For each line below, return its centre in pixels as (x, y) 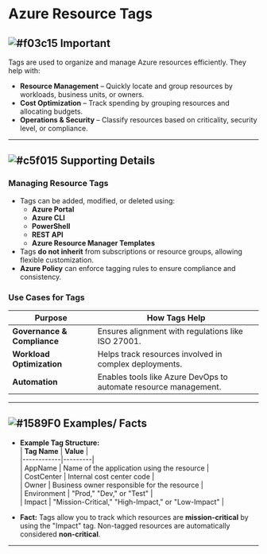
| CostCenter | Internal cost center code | (87, 476)
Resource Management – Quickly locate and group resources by (126, 86)
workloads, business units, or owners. (82, 95)
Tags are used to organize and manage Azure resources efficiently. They (127, 62)
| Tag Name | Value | (54, 451)
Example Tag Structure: (60, 443)
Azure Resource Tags (81, 14)
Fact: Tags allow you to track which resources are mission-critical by (134, 517)
